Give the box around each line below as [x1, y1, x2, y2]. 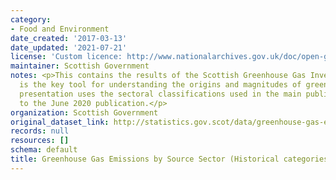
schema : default [10, 145, 78, 155]
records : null [10, 126, 70, 136]
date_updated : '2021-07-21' [10, 42, 128, 53]
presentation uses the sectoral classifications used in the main [19, 89, 302, 99]
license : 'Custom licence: [10, 52, 123, 62]
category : [10, 14, 52, 25]
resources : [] [10, 136, 70, 146]
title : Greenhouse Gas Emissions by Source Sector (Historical [10, 154, 280, 164]
